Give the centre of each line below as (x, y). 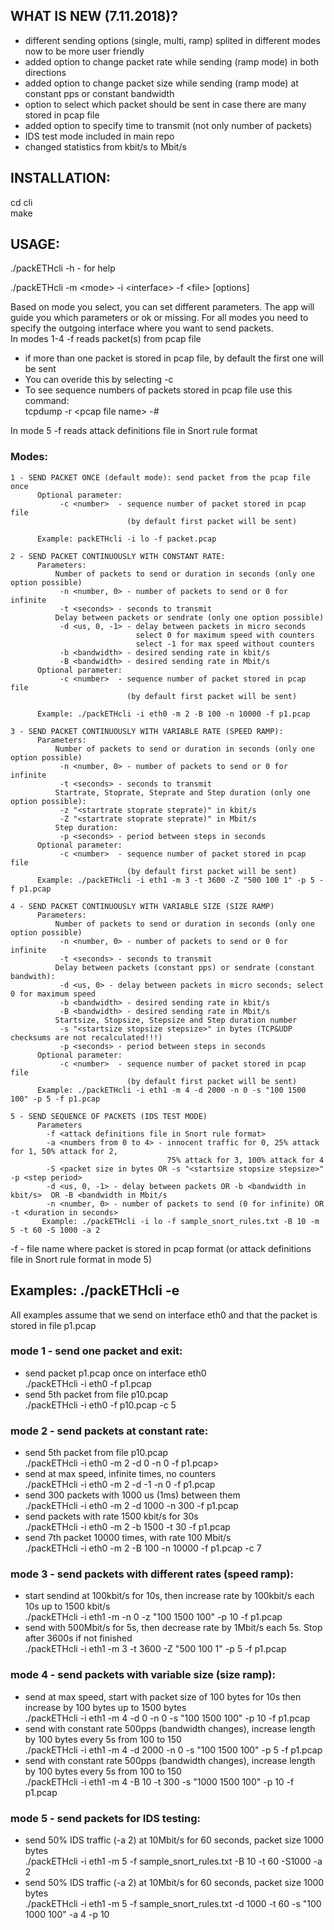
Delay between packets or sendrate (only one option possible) (189, 617)
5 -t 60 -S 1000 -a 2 (55, 1230)
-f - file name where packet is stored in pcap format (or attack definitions (161, 1248)
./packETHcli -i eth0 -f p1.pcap (88, 1383)
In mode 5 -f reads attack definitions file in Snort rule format (134, 431)
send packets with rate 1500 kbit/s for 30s (111, 1516)
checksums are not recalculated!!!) (86, 1037)
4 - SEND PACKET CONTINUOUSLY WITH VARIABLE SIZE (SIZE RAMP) (142, 906)
